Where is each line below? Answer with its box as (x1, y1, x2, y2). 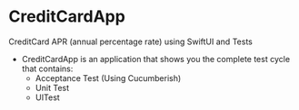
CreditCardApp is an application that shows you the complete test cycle (21, 53, 291, 64)
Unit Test (35, 82, 70, 93)
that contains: (21, 63, 74, 74)
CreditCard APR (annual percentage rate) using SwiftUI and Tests (8, 36, 254, 47)
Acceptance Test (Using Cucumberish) (35, 72, 182, 83)
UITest (35, 92, 60, 103)
